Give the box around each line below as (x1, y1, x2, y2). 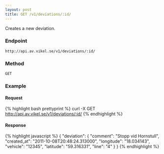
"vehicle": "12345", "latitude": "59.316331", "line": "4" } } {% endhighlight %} (5, 144, 160, 150)
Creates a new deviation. (5, 25, 55, 31)
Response (5, 122, 26, 128)
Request (5, 94, 23, 101)
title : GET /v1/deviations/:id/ (5, 12, 71, 17)
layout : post (5, 7, 32, 12)
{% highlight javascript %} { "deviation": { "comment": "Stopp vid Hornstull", (5, 133, 160, 139)
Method (5, 60, 25, 67)
